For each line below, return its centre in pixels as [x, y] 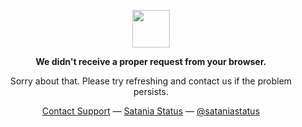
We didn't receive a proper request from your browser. [151, 61]
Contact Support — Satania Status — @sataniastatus [151, 111]
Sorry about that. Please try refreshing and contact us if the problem [151, 81]
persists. [151, 91]
